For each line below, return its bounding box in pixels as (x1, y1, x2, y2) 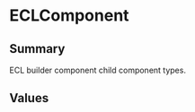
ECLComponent (9, 5, 129, 26)
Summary (9, 41, 66, 56)
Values (9, 90, 49, 106)
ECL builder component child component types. (9, 65, 187, 75)
